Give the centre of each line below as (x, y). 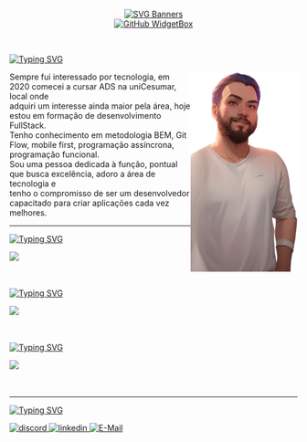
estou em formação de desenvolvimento (85, 116)
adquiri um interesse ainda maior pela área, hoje (100, 106)
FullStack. (28, 125)
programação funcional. (55, 154)
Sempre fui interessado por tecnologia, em (90, 77)
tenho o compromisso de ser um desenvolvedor (100, 193)
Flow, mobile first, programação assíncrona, (92, 145)
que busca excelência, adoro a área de (83, 174)
